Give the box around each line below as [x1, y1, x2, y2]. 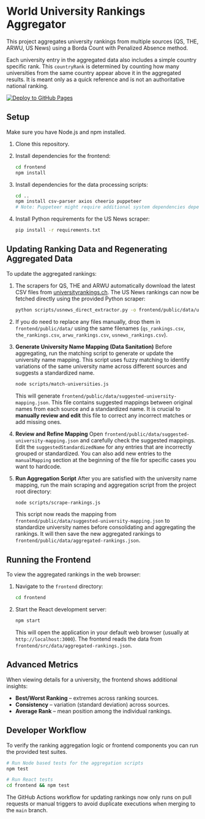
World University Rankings [6, 4, 146, 18]
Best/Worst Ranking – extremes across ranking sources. [15, 694, 159, 702]
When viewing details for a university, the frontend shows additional [6, 676, 177, 683]
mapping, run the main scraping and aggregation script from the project [15, 481, 197, 488]
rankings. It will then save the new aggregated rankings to [15, 530, 162, 538]
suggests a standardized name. [15, 369, 95, 376]
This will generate [15, 392, 61, 399]
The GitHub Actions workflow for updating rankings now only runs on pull [6, 794, 192, 801]
